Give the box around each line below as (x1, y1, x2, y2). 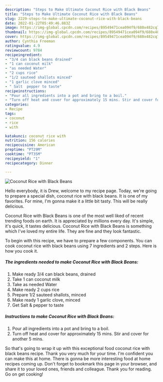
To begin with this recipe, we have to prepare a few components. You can (5, 237, 152, 243)
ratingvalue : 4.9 (5, 43, 40, 48)
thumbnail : (5, 30, 27, 35)
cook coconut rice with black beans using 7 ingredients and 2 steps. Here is (5, 243, 157, 249)
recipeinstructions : (5, 89, 47, 93)
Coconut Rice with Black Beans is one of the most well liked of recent (5, 213, 144, 218)
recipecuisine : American (5, 143, 55, 147)
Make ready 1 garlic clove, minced (12, 297, 81, 303)
